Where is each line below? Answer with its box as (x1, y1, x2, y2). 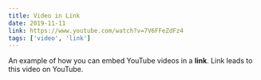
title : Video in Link (8, 11, 81, 20)
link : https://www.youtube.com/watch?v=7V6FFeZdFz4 (8, 26, 184, 34)
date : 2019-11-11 (8, 19, 66, 27)
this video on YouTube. (8, 65, 84, 74)
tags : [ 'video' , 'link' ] (8, 34, 91, 42)
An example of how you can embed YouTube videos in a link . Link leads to (8, 56, 253, 66)
